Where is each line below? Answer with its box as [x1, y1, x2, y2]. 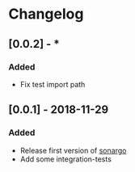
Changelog [8, 5, 84, 23]
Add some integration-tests [19, 154, 112, 164]
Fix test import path [19, 79, 86, 89]
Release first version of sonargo [19, 145, 127, 155]
